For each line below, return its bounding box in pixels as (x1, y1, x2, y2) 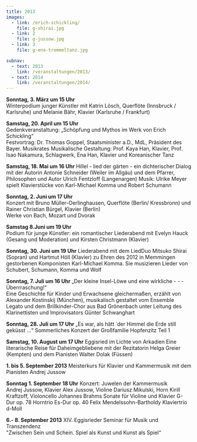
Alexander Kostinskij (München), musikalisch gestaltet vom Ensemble (6, 297, 175, 304)
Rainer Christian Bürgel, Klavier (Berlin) (6, 206, 101, 213)
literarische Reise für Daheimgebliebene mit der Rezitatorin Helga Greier (6, 344, 181, 352)
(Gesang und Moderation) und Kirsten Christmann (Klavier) (6, 236, 149, 243)
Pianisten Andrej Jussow (6, 369, 66, 376)
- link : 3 (11, 42, 35, 48)
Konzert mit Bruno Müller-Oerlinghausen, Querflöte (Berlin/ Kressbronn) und (6, 199, 191, 207)
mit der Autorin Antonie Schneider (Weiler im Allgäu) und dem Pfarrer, (6, 169, 175, 176)
